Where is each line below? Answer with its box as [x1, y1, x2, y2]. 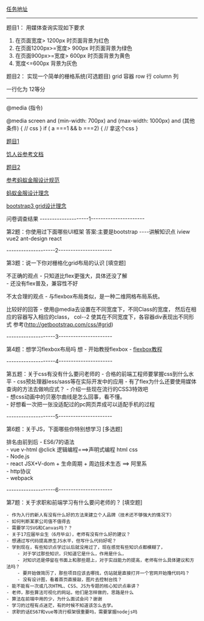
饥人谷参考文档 [6, 151, 44, 158]
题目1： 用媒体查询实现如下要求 [6, 24, 85, 31]
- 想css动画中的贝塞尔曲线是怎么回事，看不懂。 [6, 393, 126, 400]
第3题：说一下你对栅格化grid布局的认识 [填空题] [6, 259, 126, 266]
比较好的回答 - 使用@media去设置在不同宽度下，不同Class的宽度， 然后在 [6, 306, 191, 313]
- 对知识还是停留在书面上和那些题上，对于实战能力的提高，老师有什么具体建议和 [17, 557, 190, 563]
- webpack [6, 474, 33, 482]
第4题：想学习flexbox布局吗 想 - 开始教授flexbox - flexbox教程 [6, 345, 163, 353]
